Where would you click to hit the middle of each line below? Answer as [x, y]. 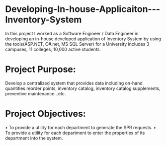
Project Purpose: [41, 69]
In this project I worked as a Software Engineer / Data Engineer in [72, 33]
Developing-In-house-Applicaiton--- [83, 9]
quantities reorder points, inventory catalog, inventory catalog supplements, [83, 88]
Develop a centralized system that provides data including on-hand [74, 83]
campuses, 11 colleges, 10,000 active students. [53, 49]
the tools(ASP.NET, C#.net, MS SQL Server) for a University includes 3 [77, 44]
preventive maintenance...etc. [36, 93]
